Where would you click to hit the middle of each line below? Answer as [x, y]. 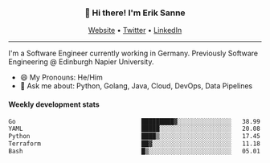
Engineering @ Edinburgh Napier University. [81, 62]
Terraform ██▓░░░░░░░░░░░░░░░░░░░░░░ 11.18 [135, 144]
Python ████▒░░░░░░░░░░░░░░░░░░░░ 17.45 [135, 137]
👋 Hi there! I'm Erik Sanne [135, 13]
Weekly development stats [54, 104]
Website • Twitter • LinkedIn [135, 31]
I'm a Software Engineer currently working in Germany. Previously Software [133, 53]
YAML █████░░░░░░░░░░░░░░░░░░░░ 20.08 [135, 129]
